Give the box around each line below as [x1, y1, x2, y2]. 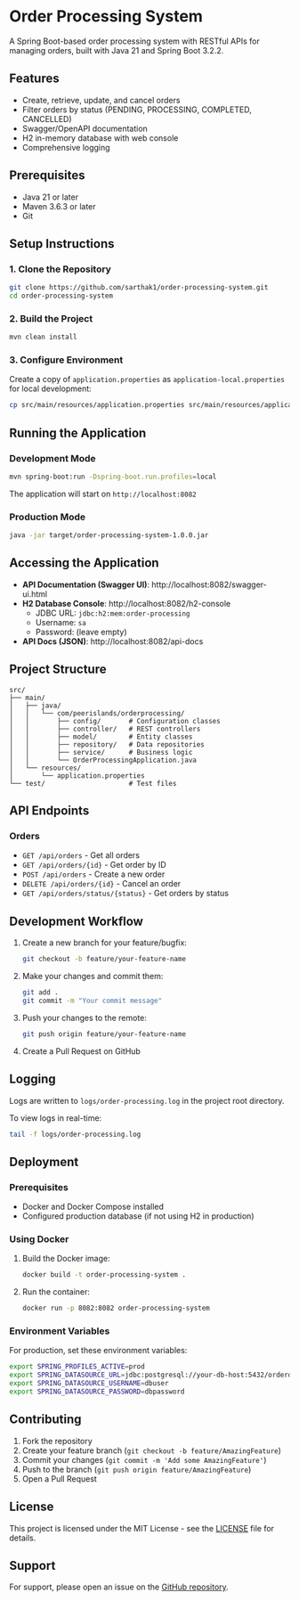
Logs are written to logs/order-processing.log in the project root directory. [9, 1095, 285, 1106]
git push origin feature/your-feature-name [21, 1029, 187, 1039]
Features [9, 71, 60, 86]
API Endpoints [9, 804, 90, 819]
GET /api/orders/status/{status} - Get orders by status [21, 888, 230, 899]
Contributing [9, 1412, 82, 1427]
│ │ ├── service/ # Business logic [9, 747, 193, 756]
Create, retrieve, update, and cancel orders [21, 94, 181, 105]
